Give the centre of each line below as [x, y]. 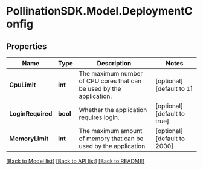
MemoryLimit [29, 139]
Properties [27, 46]
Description [114, 63]
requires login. [99, 117]
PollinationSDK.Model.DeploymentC [99, 11]
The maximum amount [111, 131]
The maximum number [111, 74]
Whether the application [113, 110]
